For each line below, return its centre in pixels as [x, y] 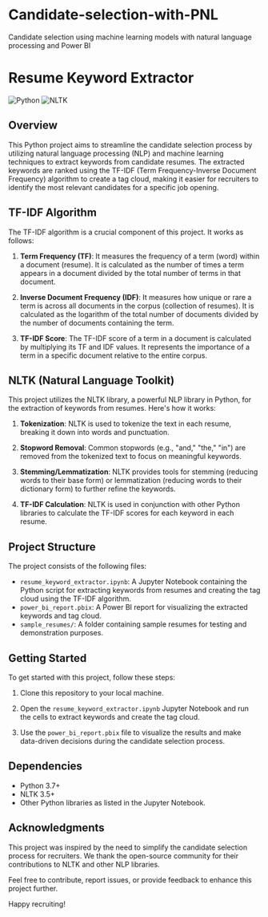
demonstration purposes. [62, 633]
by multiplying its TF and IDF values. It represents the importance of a [135, 347]
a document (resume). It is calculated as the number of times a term [132, 264]
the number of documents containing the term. [97, 323]
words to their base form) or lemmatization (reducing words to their [131, 481]
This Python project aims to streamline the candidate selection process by [130, 144]
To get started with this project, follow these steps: [92, 677]
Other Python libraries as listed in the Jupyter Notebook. [113, 802]
